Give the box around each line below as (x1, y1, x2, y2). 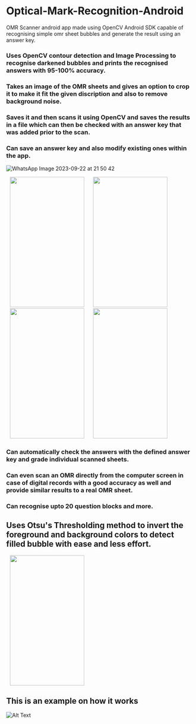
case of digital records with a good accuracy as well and (6, 478, 172, 486)
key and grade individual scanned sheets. (6, 455, 129, 463)
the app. (6, 151, 31, 160)
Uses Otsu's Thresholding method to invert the (6, 520, 184, 530)
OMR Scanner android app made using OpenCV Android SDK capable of (6, 24, 184, 31)
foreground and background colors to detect (6, 530, 174, 540)
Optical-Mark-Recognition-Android (6, 4, 184, 18)
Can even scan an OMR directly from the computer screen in (6, 471, 184, 479)
